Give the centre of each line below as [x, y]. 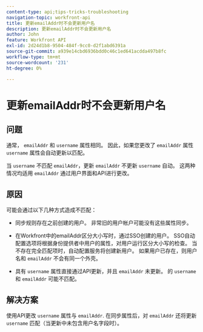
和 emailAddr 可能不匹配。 [48, 279]
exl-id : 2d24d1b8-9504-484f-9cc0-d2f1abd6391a [66, 46]
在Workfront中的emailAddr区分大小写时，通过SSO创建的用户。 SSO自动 [105, 236]
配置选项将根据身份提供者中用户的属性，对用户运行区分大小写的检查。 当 [106, 244]
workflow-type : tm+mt [34, 57]
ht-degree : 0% [24, 68]
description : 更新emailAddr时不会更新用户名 [59, 29]
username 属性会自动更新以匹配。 [47, 153]
